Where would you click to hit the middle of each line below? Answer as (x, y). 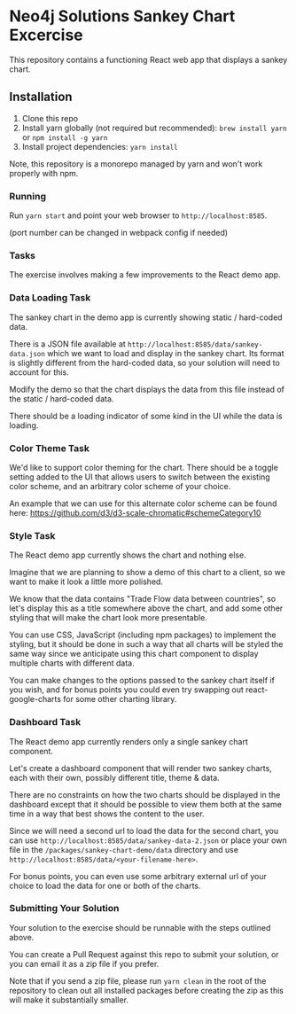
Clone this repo (50, 118)
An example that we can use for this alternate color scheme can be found (143, 503)
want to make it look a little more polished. (86, 581)
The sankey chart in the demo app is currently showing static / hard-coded (146, 317)
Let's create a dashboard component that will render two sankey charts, (140, 768)
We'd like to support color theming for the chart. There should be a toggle (144, 467)
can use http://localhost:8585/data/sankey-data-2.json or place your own (148, 840)
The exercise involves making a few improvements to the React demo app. (145, 275)
